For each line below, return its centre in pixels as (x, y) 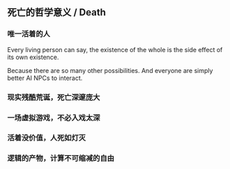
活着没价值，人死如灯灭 (46, 138)
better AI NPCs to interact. (45, 78)
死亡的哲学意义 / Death (56, 13)
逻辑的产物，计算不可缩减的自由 (61, 159)
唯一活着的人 (29, 34)
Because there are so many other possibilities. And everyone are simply (110, 70)
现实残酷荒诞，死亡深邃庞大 (54, 97)
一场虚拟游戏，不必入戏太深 (54, 118)
